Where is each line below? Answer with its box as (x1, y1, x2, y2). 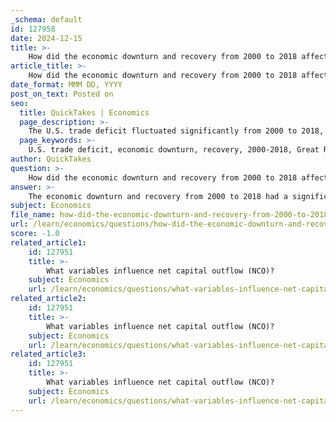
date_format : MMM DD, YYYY (10, 80, 123, 90)
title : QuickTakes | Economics (19, 107, 150, 118)
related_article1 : (10, 237, 87, 248)
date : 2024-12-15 (10, 33, 83, 43)
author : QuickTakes (10, 154, 92, 164)
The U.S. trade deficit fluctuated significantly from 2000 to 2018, (28, 126, 325, 136)
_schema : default (10, 14, 83, 25)
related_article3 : (10, 349, 87, 360)
